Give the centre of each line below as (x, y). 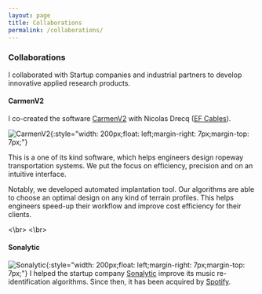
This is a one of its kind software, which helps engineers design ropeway (126, 157)
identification (29, 282)
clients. (20, 214)
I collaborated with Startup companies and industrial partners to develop (125, 75)
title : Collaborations (45, 23)
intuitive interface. (37, 174)
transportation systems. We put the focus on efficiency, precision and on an (131, 165)
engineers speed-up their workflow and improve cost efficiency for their (125, 206)
